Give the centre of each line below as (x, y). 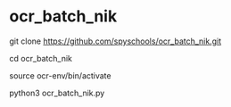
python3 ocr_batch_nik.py (57, 93)
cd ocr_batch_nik (41, 58)
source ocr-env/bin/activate (60, 75)
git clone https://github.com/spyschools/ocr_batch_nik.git (115, 41)
